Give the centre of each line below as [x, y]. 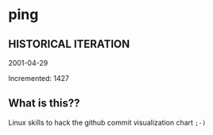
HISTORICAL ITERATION [69, 44]
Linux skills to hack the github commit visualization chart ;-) [107, 122]
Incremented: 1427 [39, 78]
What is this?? [44, 104]
